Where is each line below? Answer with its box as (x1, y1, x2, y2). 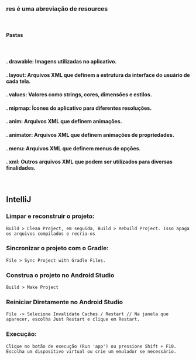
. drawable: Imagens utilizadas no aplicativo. (6, 58, 117, 65)
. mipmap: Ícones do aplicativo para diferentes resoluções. (6, 105, 152, 112)
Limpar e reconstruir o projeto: (6, 212, 95, 220)
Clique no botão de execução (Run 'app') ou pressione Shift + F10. (6, 343, 177, 349)
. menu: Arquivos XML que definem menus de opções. (6, 144, 142, 152)
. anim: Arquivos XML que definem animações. (6, 118, 122, 125)
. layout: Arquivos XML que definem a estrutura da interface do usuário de (6, 71, 190, 78)
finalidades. (6, 164, 36, 171)
